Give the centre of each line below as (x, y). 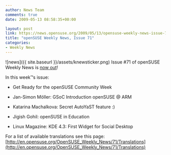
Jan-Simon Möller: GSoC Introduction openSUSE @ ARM (72, 97)
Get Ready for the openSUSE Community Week (62, 87)
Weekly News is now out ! (32, 67)
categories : (18, 43)
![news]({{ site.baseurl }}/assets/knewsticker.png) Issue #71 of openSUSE (83, 62)
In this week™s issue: (27, 77)
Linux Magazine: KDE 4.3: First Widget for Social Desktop (73, 126)
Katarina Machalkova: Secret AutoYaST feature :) (64, 107)
